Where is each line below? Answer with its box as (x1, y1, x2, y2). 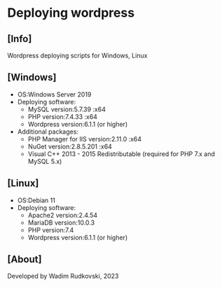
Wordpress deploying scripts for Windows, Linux (7, 51, 148, 59)
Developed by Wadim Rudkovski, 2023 (7, 272, 119, 281)
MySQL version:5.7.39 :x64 (27, 105, 106, 113)
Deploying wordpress (7, 5, 135, 21)
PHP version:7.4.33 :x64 (27, 112, 98, 120)
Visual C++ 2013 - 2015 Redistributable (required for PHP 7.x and (27, 149, 215, 158)
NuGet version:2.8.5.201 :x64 (27, 142, 112, 150)
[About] (7, 253, 42, 265)
